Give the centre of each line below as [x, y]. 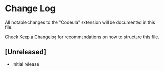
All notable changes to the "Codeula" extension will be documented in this [80, 22]
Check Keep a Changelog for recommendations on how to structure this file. [82, 37]
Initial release [26, 64]
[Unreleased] [26, 52]
